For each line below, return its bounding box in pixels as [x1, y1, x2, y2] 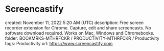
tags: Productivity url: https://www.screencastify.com [5, 40, 113, 46]
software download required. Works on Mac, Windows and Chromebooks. [5, 30, 155, 36]
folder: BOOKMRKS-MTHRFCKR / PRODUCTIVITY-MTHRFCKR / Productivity [5, 35, 160, 41]
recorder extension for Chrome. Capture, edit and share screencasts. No [5, 25, 152, 30]
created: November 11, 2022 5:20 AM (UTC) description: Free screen [5, 20, 144, 25]
